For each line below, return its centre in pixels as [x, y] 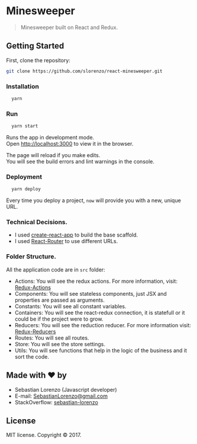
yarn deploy [26, 189]
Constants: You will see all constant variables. [70, 306]
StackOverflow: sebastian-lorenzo [56, 402]
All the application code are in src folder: [56, 269]
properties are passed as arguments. [60, 300]
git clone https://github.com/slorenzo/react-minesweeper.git [84, 71]
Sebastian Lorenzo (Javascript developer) [66, 389]
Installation [23, 86]
